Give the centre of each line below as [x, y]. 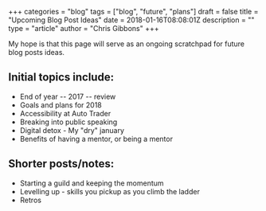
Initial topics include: [61, 78]
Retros [31, 200]
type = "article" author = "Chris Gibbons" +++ [84, 28]
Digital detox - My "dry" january [72, 130]
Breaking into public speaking [68, 122]
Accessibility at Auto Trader [65, 113]
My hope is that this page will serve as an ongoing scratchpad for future [127, 44]
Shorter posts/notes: [61, 164]
